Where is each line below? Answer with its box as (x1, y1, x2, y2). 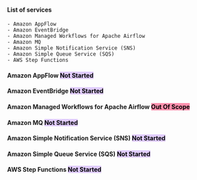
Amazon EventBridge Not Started (7, 87, 104, 95)
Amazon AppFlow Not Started (7, 71, 94, 79)
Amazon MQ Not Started (7, 118, 79, 126)
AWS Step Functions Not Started (7, 166, 102, 174)
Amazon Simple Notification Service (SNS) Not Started (7, 134, 166, 142)
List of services (7, 5, 53, 14)
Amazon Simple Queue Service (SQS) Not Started (7, 150, 150, 158)
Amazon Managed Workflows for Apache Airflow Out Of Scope (7, 102, 190, 111)
